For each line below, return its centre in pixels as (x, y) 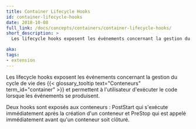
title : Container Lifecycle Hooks (48, 11)
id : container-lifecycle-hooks (44, 17)
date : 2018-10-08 (27, 22)
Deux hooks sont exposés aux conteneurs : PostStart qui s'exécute (87, 107)
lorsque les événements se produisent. (53, 96)
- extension (21, 60)
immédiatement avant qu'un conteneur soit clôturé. (68, 119)
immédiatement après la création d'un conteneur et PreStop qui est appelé (96, 113)
